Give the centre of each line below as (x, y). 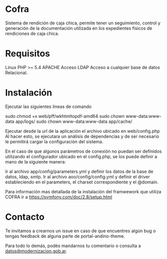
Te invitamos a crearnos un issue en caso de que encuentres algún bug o (81, 231)
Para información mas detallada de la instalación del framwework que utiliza (83, 191)
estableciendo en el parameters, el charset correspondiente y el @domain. (82, 182)
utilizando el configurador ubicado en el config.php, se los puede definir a (81, 156)
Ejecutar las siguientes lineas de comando (48, 106)
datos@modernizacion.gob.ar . (36, 251)
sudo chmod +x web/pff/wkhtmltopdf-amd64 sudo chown (65, 116)
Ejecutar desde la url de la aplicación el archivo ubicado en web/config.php (83, 131)
